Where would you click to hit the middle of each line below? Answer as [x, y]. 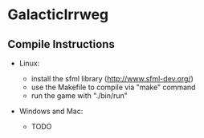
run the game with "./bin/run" [79, 96]
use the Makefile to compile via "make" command [113, 87]
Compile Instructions [61, 44]
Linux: [29, 63]
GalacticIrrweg [58, 15]
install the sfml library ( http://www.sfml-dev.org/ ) [112, 79]
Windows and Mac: [51, 111]
